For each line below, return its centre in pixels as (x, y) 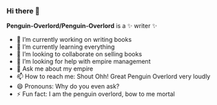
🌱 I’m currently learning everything (65, 47)
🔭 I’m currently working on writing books (74, 40)
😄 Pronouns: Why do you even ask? (68, 86)
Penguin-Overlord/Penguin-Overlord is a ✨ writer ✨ (82, 26)
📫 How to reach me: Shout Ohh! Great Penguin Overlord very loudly (113, 77)
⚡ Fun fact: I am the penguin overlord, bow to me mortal (95, 94)
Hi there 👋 (23, 11)
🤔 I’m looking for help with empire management (83, 62)
